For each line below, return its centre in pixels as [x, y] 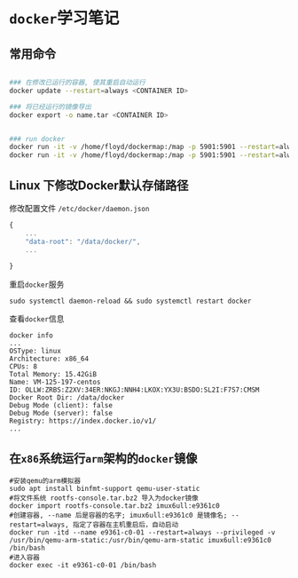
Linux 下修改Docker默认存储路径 [99, 185]
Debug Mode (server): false [61, 414]
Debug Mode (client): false [61, 406]
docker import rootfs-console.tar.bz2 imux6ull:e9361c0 [114, 506]
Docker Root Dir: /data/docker [67, 398]
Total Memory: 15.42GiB [53, 375]
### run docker [37, 139]
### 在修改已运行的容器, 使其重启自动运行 [78, 83]
